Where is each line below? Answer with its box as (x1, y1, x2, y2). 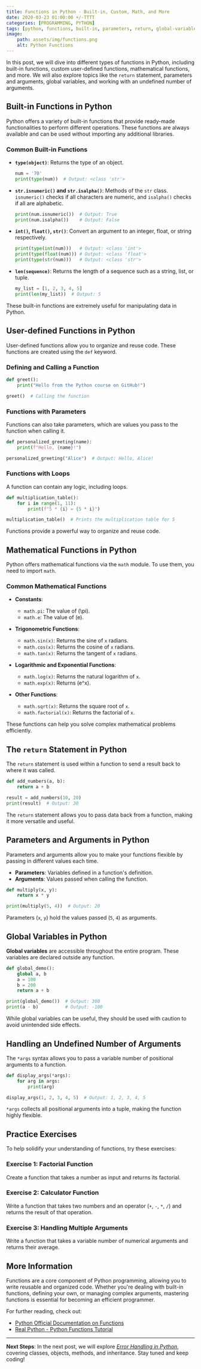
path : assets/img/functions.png (17, 37, 98, 43)
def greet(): (6, 376, 39, 383)
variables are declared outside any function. (6, 953, 115, 960)
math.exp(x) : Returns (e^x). (23, 679, 91, 687)
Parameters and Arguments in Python (6, 835, 150, 845)
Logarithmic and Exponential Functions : (14, 661, 117, 669)
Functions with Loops (6, 469, 70, 478)
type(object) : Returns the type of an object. (14, 158, 124, 166)
